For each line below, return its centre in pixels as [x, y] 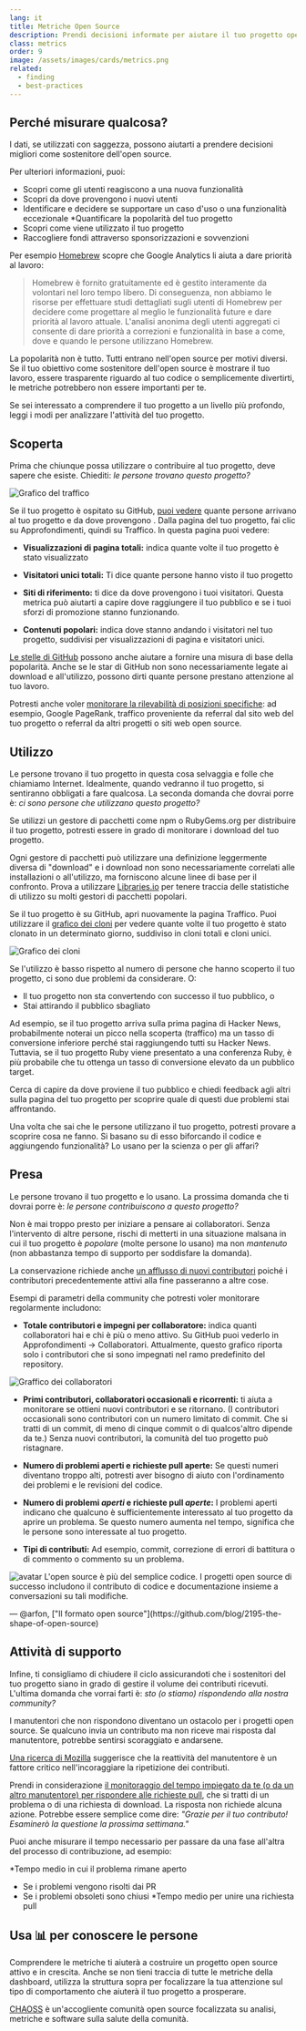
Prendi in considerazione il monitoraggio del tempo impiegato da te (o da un [152, 1785]
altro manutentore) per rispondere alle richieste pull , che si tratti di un [139, 1794]
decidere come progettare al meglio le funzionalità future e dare [152, 312]
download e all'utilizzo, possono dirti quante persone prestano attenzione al [152, 676]
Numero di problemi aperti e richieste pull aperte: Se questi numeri [151, 1465]
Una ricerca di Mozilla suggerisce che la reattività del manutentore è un [143, 1758]
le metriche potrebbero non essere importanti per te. [108, 387]
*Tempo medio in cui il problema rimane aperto [98, 1869]
